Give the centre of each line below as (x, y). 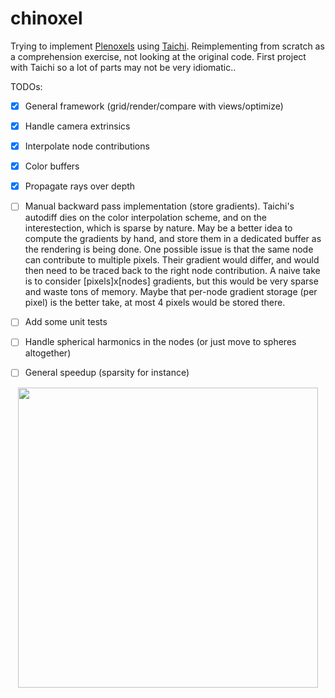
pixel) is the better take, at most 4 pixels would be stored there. (155, 303)
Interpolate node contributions (87, 146)
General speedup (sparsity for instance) (107, 373)
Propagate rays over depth (80, 186)
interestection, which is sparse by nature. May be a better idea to (158, 228)
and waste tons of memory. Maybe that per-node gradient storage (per (171, 292)
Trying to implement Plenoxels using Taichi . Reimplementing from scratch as (167, 46)
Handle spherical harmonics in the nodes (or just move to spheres (160, 342)
